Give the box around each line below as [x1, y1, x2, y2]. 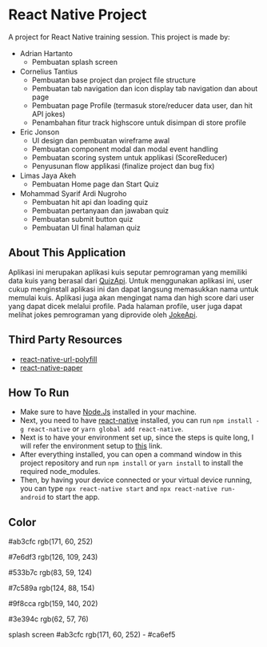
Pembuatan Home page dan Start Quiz [31, 179, 159, 189]
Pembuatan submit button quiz [31, 214, 133, 223]
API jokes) [31, 109, 66, 119]
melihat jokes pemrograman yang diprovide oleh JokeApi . [8, 310, 198, 319]
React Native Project [8, 6, 147, 24]
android [19, 494, 46, 502]
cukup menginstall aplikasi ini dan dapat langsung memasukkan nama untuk [8, 284, 259, 294]
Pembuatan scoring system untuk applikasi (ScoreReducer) [31, 152, 228, 162]
